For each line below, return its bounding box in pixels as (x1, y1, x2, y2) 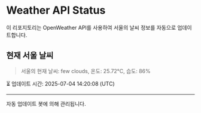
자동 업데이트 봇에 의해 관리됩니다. (6, 100, 86, 107)
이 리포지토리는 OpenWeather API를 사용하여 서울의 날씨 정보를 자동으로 (6, 24, 176, 31)
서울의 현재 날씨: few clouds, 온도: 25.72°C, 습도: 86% (20, 67, 151, 74)
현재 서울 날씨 (6, 51, 54, 61)
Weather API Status (6, 4, 106, 17)
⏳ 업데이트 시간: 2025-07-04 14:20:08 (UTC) (6, 80, 115, 87)
